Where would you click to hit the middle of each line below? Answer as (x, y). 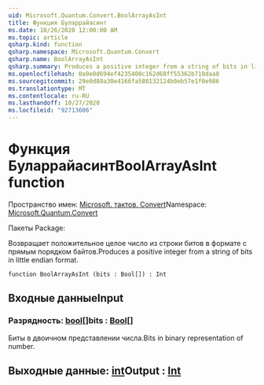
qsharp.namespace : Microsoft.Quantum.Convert (84, 52)
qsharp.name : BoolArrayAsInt (56, 60)
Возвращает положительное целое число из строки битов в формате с (128, 243)
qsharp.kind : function (45, 45)
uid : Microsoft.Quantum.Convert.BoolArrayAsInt (88, 15)
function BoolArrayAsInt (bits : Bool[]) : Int (88, 274)
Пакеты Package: (37, 228)
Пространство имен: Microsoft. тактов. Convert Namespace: (107, 204)
